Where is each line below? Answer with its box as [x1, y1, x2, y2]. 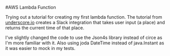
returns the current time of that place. [5, 25, 84, 31]
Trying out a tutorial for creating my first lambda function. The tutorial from [5, 14, 162, 20]
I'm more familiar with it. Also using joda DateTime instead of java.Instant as [5, 40, 164, 46]
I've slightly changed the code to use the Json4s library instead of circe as [5, 35, 162, 40]
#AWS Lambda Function [5, 5, 56, 10]
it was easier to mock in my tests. [5, 45, 76, 51]
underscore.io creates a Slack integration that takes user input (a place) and [5, 20, 165, 25]
